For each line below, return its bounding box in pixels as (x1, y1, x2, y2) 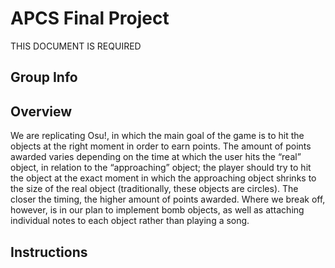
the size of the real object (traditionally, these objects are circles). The (10, 183, 299, 195)
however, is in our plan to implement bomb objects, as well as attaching (10, 204, 305, 216)
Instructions (10, 243, 88, 261)
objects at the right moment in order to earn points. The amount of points (10, 140, 312, 152)
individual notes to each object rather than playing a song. (10, 215, 250, 227)
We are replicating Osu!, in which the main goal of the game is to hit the (10, 130, 305, 142)
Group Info (10, 69, 78, 86)
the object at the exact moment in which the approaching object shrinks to (10, 172, 317, 184)
